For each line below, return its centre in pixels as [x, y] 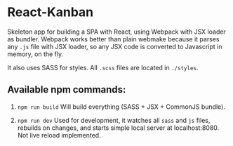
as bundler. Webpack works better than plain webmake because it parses [113, 39]
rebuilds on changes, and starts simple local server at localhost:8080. [118, 128]
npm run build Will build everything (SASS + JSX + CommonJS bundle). [121, 107]
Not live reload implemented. [59, 135]
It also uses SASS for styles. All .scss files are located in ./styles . [103, 67]
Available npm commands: [67, 89]
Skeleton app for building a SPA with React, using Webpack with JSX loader [116, 32]
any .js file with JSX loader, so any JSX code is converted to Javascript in [115, 46]
